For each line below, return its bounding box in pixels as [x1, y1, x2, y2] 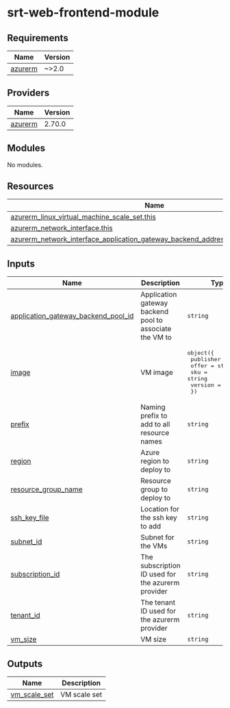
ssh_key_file [10, 513, 49, 522]
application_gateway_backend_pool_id [10, 311, 134, 321]
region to [140, 456, 170, 466]
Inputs [7, 258, 36, 269]
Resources [7, 180, 54, 193]
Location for [140, 504, 180, 514]
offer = [190, 362, 214, 369]
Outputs [7, 658, 43, 670]
